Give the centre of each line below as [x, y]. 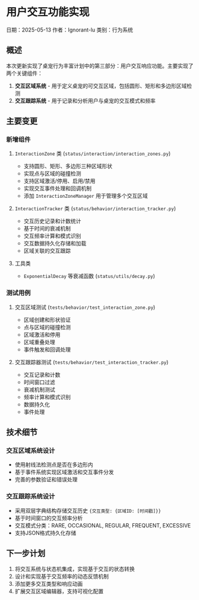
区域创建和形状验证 [47, 320]
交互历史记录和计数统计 [52, 221]
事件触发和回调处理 [47, 349]
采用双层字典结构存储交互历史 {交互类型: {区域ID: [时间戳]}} [88, 510]
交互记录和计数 [42, 374]
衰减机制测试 [39, 389]
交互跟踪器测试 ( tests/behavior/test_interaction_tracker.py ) [91, 362]
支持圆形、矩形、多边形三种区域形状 [68, 166]
